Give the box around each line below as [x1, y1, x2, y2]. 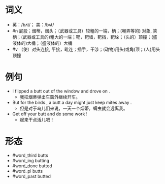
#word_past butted [12, 173, 51, 179]
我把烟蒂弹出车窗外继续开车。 [19, 94, 80, 100]
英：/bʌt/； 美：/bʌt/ [12, 22, 54, 28]
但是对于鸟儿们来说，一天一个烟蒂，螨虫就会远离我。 [19, 105, 128, 111]
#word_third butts [12, 152, 48, 158]
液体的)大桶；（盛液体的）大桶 [12, 40, 72, 46]
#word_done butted [12, 163, 53, 169]
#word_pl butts [12, 168, 43, 174]
